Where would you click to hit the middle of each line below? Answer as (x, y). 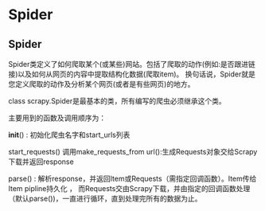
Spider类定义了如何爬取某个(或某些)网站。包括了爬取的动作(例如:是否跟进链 (132, 64)
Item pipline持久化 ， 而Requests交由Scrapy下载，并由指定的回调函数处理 (129, 188)
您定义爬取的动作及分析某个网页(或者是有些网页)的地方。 (101, 84)
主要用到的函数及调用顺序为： (57, 118)
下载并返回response (41, 162)
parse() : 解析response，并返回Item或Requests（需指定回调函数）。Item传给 (132, 178)
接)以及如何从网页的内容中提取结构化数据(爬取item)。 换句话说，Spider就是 (132, 74)
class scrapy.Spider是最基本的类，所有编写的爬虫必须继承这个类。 (117, 101)
